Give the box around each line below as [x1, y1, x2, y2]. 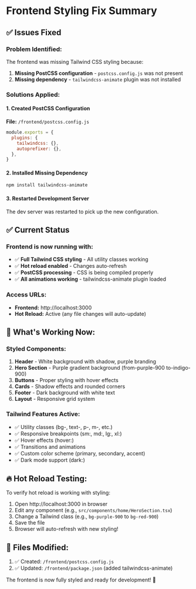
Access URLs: [6, 291, 47, 299]
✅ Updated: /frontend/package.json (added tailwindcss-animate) [14, 564, 173, 572]
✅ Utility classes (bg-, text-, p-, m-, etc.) [14, 423, 113, 430]
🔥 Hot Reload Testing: [6, 474, 87, 484]
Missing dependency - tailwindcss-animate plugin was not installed [14, 76, 181, 83]
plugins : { [11, 135, 38, 141]
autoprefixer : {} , [16, 145, 62, 152]
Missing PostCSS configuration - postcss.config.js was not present [14, 69, 183, 77]
